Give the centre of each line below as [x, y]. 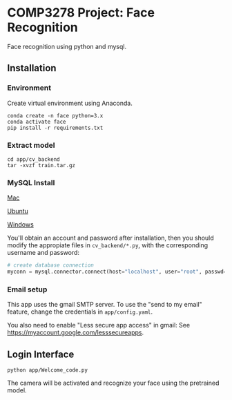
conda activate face [37, 122]
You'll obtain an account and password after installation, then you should [110, 238]
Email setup [27, 289]
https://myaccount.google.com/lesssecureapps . [75, 332]
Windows [21, 225]
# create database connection [51, 265]
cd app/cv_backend [33, 159]
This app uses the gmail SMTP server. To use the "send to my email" [105, 305]
